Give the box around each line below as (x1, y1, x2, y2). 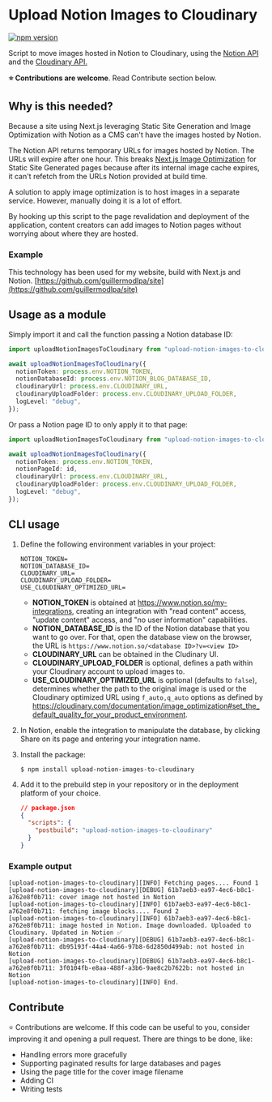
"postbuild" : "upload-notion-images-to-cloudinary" (35, 826, 213, 834)
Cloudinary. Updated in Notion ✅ (8, 928, 123, 937)
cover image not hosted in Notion (59, 894, 176, 902)
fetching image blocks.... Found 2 (59, 907, 180, 915)
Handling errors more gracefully (19, 1050, 128, 1060)
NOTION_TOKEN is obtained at (32, 598, 136, 607)
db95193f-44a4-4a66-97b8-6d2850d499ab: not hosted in (59, 943, 244, 951)
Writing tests (19, 1084, 63, 1094)
